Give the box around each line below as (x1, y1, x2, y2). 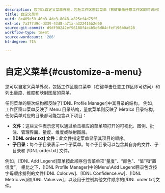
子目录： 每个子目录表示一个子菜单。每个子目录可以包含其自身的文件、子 (12, 141, 159, 147)
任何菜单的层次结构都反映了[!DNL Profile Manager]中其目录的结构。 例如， (5, 100, 156, 106)
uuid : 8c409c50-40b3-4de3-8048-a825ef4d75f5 (5, 16, 98, 21)
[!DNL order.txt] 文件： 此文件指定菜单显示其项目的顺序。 (12, 135, 128, 141)
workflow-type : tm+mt (5, 30, 50, 35)
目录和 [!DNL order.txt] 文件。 (12, 147, 73, 153)
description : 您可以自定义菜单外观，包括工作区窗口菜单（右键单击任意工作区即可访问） (5, 7, 162, 12)
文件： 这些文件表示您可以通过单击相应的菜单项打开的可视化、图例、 (12, 123, 150, 129)
